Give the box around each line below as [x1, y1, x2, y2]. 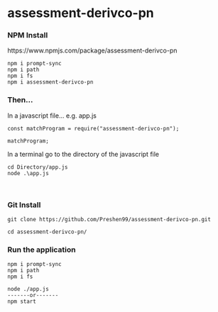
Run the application [7, 245, 76, 255]
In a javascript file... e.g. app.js [7, 111, 97, 120]
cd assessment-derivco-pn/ [7, 228, 87, 235]
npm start [7, 298, 37, 306]
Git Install [7, 200, 41, 210]
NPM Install [7, 30, 48, 40]
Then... [7, 95, 33, 105]
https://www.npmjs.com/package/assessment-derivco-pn [7, 46, 178, 55]
